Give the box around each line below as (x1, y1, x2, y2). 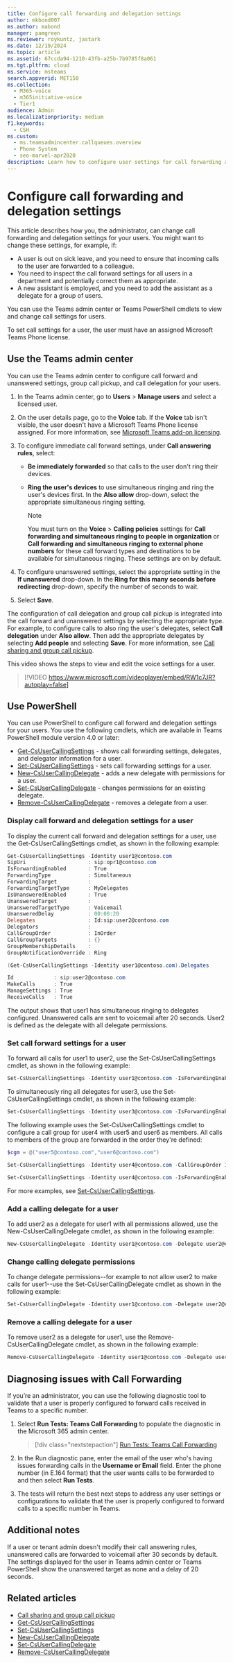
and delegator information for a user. (17, 754, 123, 763)
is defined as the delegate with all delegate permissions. (7, 1021, 169, 1029)
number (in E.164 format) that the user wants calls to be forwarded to (17, 1469, 215, 1477)
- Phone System (13, 146, 58, 153)
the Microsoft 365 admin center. (17, 1427, 110, 1435)
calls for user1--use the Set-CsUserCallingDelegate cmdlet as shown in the (7, 1280, 222, 1288)
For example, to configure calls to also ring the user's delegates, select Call (7, 624, 223, 632)
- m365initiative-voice (13, 94, 82, 101)
